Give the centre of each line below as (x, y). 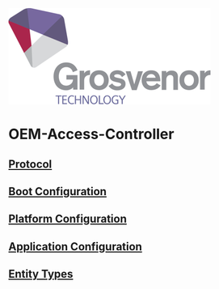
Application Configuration (76, 246)
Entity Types (41, 274)
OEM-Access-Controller (91, 134)
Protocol (30, 164)
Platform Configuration (67, 219)
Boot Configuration (58, 191)
